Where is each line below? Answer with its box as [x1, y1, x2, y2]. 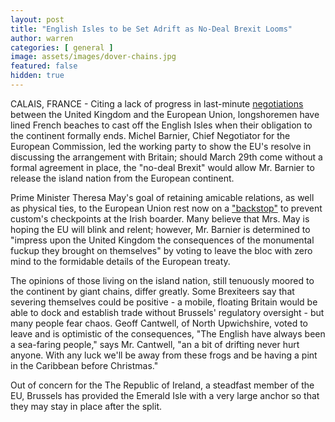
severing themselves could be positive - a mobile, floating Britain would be [10, 296, 318, 308]
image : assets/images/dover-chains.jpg [10, 52, 177, 62]
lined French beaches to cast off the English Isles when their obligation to [10, 119, 313, 131]
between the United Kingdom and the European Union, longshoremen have [10, 108, 320, 120]
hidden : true [10, 71, 65, 81]
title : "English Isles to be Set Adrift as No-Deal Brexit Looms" [10, 24, 293, 34]
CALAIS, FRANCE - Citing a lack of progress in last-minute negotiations [10, 97, 304, 110]
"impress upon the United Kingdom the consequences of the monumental [10, 234, 315, 246]
